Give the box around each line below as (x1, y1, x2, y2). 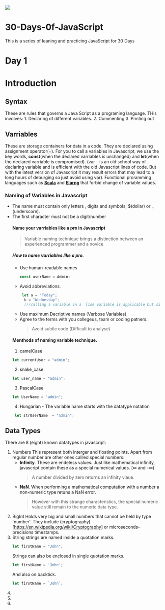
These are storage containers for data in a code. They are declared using (5, 143, 153, 149)
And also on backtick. (12, 572, 56, 577)
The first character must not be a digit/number (12, 214, 107, 219)
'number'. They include (12, 519, 59, 525)
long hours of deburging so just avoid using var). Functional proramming (5, 174, 151, 180)
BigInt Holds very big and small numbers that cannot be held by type (12, 513, 151, 520)
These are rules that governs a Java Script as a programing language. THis (5, 110, 157, 116)
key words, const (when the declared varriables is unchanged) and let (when (5, 153, 159, 159)
